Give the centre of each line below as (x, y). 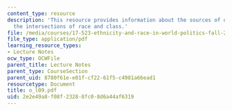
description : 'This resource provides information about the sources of (114, 20)
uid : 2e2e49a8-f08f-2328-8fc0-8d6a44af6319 (71, 97)
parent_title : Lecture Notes (49, 65)
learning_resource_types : (44, 46)
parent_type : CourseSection (48, 71)
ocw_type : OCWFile (33, 59)
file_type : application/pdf (48, 39)
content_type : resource (41, 13)
